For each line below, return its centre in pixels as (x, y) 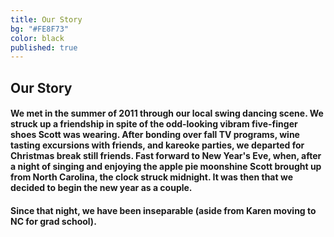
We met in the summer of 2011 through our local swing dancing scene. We (167, 113)
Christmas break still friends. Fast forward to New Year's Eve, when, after (166, 156)
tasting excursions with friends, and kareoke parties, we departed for (157, 145)
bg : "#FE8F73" (40, 29)
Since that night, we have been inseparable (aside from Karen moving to (163, 210)
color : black (37, 38)
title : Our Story (46, 19)
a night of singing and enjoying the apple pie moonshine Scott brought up (166, 167)
